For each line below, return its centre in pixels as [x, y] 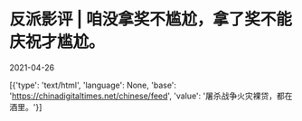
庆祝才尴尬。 [57, 42]
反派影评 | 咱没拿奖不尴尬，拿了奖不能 [151, 19]
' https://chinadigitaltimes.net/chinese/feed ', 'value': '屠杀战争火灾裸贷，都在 [151, 96]
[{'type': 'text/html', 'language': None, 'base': [93, 85]
